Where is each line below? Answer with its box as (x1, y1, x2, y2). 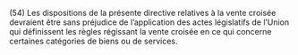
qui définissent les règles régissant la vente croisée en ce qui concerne (9, 27, 272, 36)
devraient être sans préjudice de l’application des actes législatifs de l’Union (9, 17, 289, 27)
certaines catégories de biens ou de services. (9, 35, 178, 46)
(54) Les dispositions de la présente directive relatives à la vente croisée (9, 8, 277, 18)
